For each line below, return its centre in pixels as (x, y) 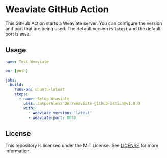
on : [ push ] (17, 71)
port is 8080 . (18, 34)
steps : (21, 94)
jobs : (11, 80)
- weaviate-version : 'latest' (60, 113)
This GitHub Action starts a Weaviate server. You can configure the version (84, 23)
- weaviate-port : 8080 (52, 117)
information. (18, 151)
